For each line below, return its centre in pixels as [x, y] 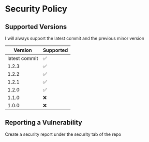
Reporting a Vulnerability [44, 122]
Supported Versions [36, 27]
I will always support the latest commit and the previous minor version [74, 38]
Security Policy [36, 9]
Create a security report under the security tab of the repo [63, 134]
